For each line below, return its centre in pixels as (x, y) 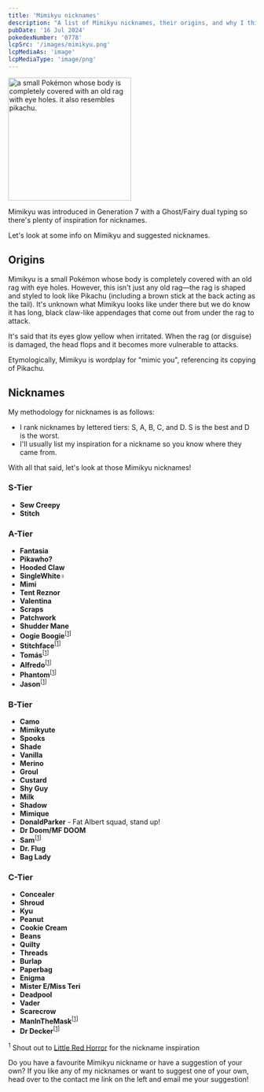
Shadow (33, 805)
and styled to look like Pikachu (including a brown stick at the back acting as (132, 295)
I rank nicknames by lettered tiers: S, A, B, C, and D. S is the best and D (134, 427)
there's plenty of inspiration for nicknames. (78, 220)
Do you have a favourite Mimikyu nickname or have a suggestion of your (125, 1063)
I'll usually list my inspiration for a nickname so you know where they (130, 444)
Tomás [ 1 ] (34, 654)
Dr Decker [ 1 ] (40, 1030)
